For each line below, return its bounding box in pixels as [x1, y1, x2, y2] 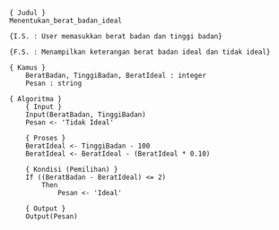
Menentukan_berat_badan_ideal [9, 16, 123, 25]
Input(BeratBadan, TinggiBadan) [25, 110, 146, 119]
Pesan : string [25, 79, 83, 88]
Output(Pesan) [25, 212, 78, 221]
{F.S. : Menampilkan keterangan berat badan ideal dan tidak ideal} [9, 47, 271, 56]
